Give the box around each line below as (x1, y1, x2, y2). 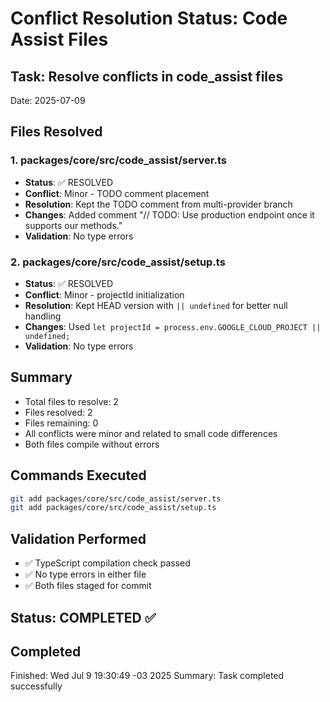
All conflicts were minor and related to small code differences (24, 427, 278, 439)
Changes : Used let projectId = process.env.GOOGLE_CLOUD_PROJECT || (24, 320, 322, 332)
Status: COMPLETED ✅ (10, 609, 157, 626)
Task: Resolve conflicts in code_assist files (10, 68, 284, 85)
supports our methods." (24, 219, 123, 231)
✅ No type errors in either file (24, 568, 147, 581)
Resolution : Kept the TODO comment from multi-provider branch (24, 198, 293, 210)
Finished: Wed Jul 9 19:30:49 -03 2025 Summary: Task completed (10, 670, 285, 682)
